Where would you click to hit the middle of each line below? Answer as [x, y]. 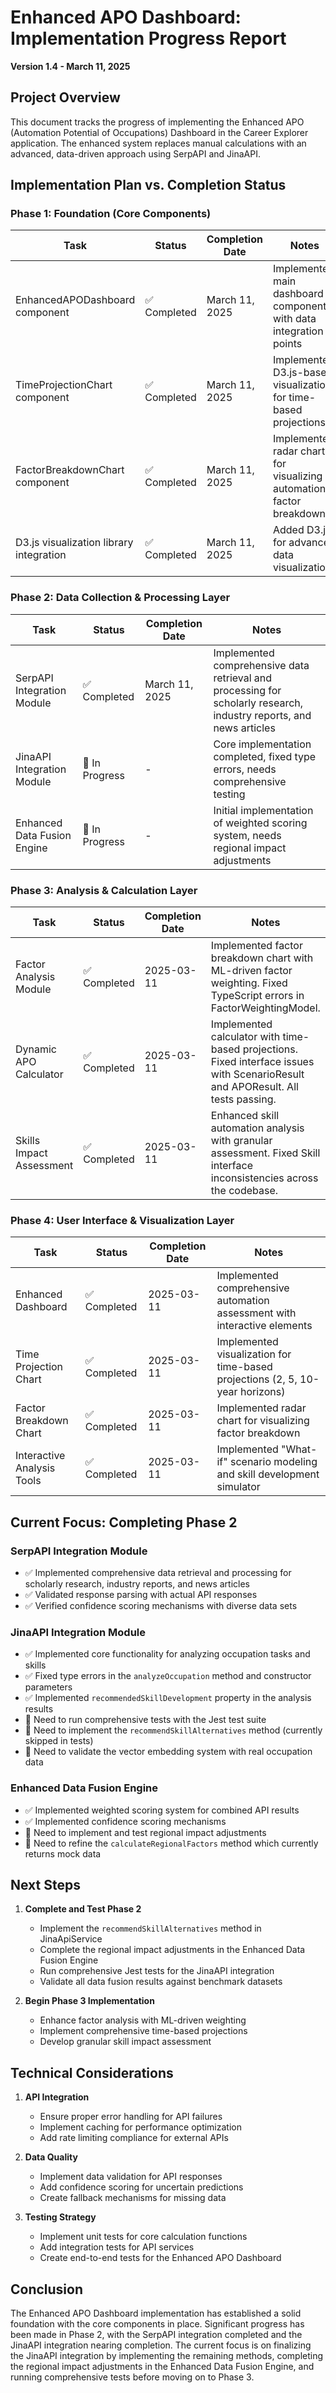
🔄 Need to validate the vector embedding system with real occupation [168, 1752]
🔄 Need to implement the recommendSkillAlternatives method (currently [173, 1730]
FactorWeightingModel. [265, 1008]
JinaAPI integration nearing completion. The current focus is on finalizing [161, 2345]
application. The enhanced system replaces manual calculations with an [158, 143]
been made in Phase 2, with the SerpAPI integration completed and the [156, 2335]
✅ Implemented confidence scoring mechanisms [125, 1821]
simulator [238, 1487]
